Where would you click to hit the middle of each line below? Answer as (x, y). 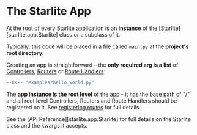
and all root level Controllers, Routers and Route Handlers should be (92, 100)
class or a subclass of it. (90, 34)
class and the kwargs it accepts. (47, 125)
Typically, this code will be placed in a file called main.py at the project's (98, 46)
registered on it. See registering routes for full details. (74, 107)
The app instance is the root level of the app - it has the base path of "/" (98, 94)
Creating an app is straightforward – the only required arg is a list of (92, 65)
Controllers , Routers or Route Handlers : (56, 71)
